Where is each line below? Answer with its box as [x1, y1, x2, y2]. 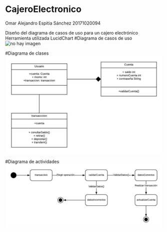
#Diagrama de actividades [5, 159, 59, 165]
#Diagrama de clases [5, 50, 49, 56]
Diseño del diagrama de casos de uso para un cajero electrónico [5, 30, 138, 36]
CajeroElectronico [5, 4, 81, 15]
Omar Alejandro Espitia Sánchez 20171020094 [5, 20, 101, 26]
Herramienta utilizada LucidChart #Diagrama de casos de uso [5, 35, 132, 41]
